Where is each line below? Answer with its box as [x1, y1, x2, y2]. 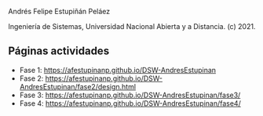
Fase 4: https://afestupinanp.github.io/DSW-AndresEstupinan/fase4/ [19, 98, 241, 108]
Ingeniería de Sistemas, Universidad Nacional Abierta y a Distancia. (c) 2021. [8, 22, 256, 31]
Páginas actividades [8, 45, 110, 58]
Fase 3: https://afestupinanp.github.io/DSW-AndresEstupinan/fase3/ [19, 90, 241, 100]
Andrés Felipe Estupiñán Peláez [8, 7, 111, 16]
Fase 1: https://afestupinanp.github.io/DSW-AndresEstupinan [19, 65, 217, 74]
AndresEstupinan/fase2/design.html [19, 82, 136, 91]
